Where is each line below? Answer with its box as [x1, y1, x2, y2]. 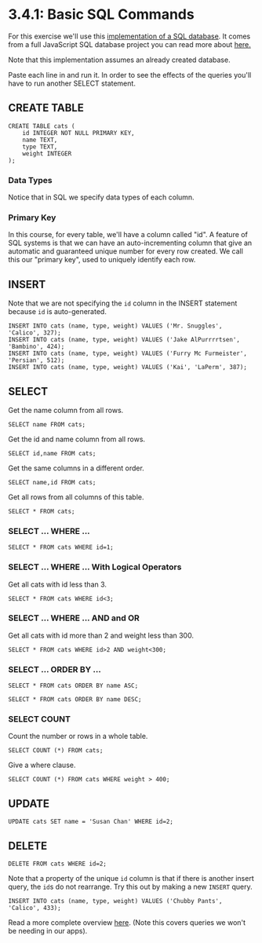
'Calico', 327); [8, 329, 61, 337]
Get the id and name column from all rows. [8, 434, 146, 444]
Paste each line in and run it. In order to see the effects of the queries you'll [8, 70, 252, 79]
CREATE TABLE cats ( [8, 122, 76, 130]
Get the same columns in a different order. [8, 463, 145, 473]
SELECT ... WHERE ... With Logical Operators [8, 561, 182, 572]
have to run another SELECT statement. [8, 79, 136, 88]
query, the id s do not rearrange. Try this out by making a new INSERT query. [8, 882, 253, 892]
